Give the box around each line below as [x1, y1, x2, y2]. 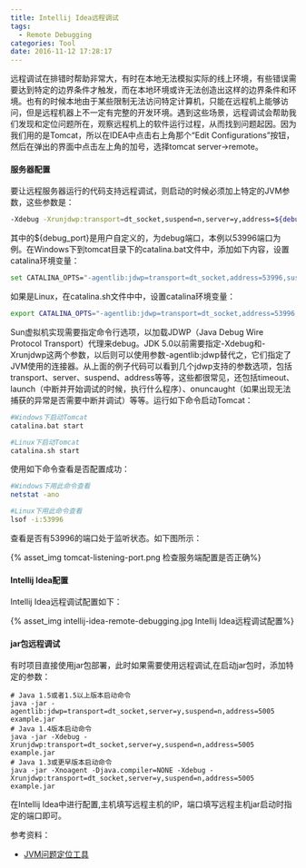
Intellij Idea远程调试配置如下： [10, 597, 123, 607]
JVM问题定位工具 [23, 849, 90, 860]
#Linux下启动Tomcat [10, 438, 80, 447]
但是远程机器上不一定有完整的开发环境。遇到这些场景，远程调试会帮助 [25, 107, 289, 118]
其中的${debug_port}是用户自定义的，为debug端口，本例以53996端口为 [10, 232, 281, 243]
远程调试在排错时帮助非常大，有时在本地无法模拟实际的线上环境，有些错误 [10, 74, 289, 84]
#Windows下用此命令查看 [10, 482, 91, 491]
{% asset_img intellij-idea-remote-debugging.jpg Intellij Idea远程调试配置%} [10, 616, 294, 626]
